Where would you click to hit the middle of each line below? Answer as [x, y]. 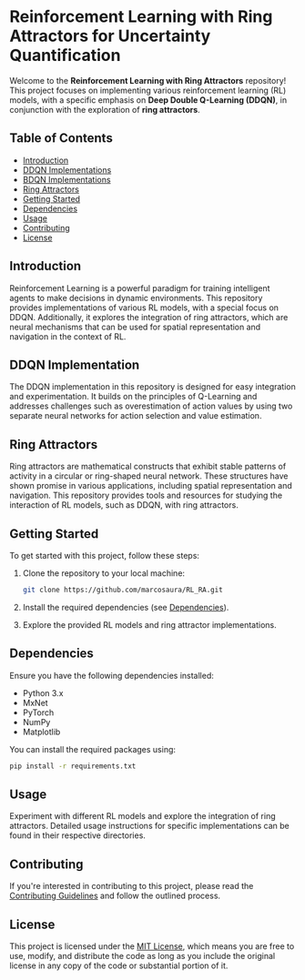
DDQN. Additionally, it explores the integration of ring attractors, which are [149, 317]
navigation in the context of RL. [68, 336]
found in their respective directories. [77, 835]
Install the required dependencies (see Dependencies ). [126, 607]
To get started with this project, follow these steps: [105, 556]
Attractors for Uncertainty [110, 36]
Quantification [65, 56]
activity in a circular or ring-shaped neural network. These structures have [149, 476]
